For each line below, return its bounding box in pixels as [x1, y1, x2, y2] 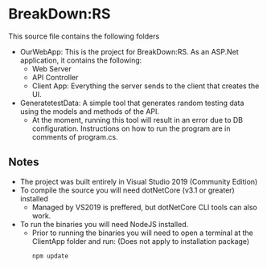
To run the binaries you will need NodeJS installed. [19, 219, 189, 229]
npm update [31, 252, 69, 260]
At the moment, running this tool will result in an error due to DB [31, 115, 244, 124]
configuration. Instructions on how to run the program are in [31, 124, 231, 133]
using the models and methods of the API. [19, 106, 159, 116]
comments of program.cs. [31, 132, 118, 141]
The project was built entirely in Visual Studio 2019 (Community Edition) [19, 177, 258, 186]
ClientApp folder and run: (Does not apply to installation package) [31, 236, 250, 246]
